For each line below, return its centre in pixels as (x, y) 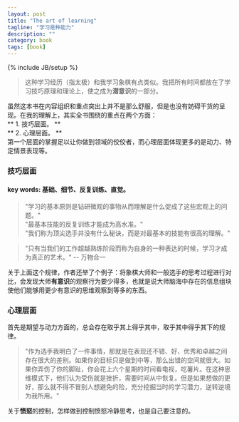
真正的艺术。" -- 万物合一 (69, 257)
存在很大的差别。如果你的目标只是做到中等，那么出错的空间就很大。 (124, 360)
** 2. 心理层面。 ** (35, 133)
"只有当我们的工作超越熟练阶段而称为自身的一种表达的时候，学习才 (123, 248)
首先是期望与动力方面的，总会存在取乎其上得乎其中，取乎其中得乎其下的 (113, 327)
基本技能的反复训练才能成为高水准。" (89, 225)
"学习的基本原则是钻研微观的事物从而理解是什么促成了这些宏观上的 (123, 207)
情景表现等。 (32, 151)
